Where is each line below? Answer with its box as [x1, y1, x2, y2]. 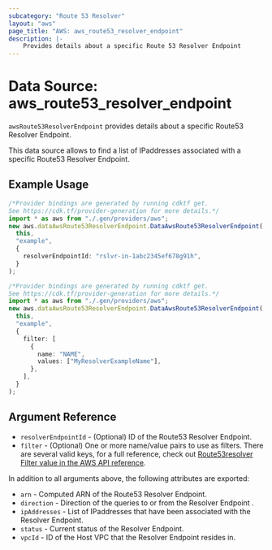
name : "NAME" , [37, 350, 85, 358]
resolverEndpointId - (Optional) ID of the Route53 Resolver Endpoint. [19, 431, 253, 441]
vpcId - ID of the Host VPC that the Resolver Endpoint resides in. [19, 532, 236, 542]
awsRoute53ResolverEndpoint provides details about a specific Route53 [8, 121, 244, 131]
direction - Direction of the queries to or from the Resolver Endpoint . [19, 497, 254, 508]
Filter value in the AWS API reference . [19, 457, 146, 467]
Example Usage [8, 178, 89, 192]
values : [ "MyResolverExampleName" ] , [37, 357, 162, 366]
